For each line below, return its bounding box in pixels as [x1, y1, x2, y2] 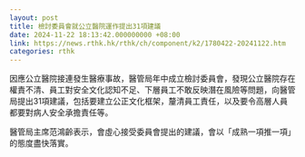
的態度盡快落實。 [9, 138, 74, 149]
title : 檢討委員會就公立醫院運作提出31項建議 [9, 22, 162, 31]
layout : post [9, 13, 59, 23]
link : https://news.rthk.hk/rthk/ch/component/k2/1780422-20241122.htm [9, 38, 286, 48]
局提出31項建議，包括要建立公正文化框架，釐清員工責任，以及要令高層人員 [9, 96, 289, 107]
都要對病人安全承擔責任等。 [9, 107, 113, 118]
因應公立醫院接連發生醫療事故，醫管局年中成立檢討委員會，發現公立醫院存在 [9, 74, 296, 84]
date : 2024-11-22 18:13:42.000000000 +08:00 [9, 30, 181, 39]
